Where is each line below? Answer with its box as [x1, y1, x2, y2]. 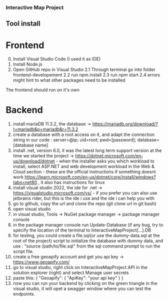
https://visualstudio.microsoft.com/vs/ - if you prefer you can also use [12, 190, 157, 196]
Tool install [5, 19, 40, 28]
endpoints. [12, 291, 35, 297]
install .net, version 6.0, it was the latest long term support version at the [12, 147, 162, 153]
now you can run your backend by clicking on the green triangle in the [12, 280, 157, 286]
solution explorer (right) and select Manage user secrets [12, 269, 129, 276]
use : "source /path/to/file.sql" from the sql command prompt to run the [12, 243, 160, 249]
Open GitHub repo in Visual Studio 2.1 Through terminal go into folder [12, 66, 155, 72]
